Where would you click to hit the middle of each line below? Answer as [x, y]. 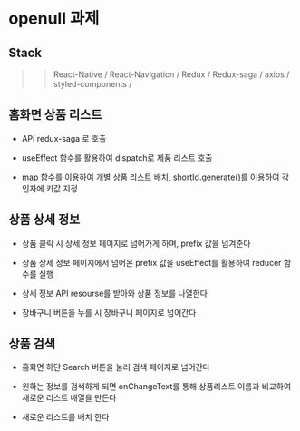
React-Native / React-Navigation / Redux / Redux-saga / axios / [171, 74]
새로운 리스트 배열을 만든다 [69, 398]
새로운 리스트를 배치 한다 [65, 417]
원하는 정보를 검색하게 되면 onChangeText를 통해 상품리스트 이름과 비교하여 [156, 387]
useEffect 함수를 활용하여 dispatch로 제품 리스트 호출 [117, 157]
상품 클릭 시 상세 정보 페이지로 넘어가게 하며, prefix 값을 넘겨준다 [136, 243]
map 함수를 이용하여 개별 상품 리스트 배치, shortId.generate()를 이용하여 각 [155, 177]
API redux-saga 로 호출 [64, 138]
